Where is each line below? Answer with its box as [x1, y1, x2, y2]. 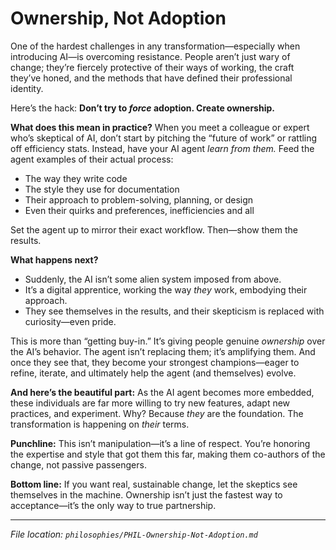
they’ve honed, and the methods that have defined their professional [10, 72, 293, 84]
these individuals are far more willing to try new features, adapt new [10, 397, 291, 409]
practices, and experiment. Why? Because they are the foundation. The [10, 407, 304, 419]
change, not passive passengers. [10, 458, 147, 471]
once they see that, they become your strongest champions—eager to [10, 356, 300, 368]
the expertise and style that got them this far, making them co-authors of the [10, 448, 326, 460]
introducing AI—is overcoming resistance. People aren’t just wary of [10, 50, 291, 62]
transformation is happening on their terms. [10, 418, 190, 430]
